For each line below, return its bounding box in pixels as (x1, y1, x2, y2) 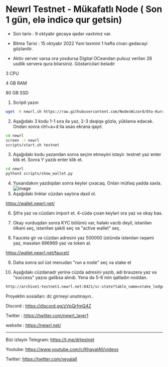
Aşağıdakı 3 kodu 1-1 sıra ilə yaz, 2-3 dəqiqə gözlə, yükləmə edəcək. (12, 118, 154, 124)
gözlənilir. (12, 45, 33, 51)
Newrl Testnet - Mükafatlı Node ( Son (5, 3, 163, 15)
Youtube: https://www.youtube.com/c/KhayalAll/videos (5, 346, 119, 352)
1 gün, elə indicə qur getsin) (5, 14, 122, 25)
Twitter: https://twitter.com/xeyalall (5, 356, 77, 362)
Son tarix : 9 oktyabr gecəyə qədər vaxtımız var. (12, 30, 112, 36)
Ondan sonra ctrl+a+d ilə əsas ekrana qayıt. (12, 123, 103, 129)
